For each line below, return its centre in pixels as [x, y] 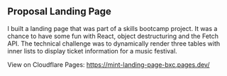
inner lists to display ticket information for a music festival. [92, 51]
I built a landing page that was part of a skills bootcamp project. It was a [112, 28]
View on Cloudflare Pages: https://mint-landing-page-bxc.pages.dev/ [109, 64]
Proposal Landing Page [59, 12]
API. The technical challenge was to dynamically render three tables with [114, 43]
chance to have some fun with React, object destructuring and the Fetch [113, 36]
